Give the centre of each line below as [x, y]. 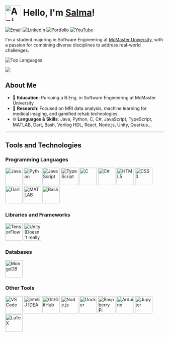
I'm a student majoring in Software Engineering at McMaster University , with [84, 39]
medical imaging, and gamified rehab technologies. [66, 114]
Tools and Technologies [44, 146]
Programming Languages [37, 160]
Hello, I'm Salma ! [59, 12]
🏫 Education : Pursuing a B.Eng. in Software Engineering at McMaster [84, 97]
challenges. [17, 50]
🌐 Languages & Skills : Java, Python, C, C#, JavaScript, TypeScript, [82, 119]
